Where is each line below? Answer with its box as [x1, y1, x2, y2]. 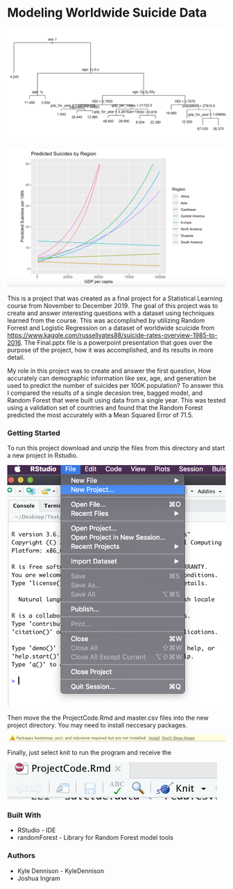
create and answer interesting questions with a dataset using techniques [7, 309, 215, 317]
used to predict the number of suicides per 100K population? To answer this [7, 381, 224, 389]
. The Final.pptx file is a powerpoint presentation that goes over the [20, 338, 213, 346]
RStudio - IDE [17, 826, 56, 834]
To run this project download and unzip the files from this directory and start [7, 444, 225, 452]
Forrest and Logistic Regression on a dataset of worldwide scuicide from [7, 323, 215, 332]
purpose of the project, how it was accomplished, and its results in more [7, 346, 214, 354]
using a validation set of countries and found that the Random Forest [7, 403, 203, 412]
